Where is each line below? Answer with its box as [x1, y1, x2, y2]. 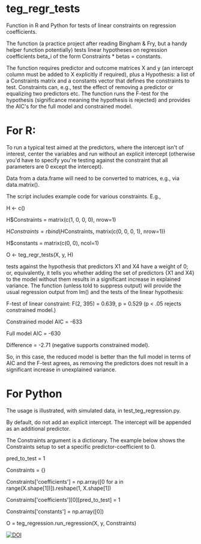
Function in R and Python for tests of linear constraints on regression [6, 22, 176, 29]
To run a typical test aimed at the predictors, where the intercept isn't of [6, 143, 184, 151]
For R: [6, 124, 36, 137]
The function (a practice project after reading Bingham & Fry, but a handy [6, 40, 188, 47]
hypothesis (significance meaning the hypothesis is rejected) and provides [6, 96, 191, 104]
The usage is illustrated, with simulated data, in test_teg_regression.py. [6, 407, 181, 414]
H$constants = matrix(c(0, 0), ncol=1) [6, 239, 99, 246]
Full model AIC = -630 [6, 330, 61, 337]
